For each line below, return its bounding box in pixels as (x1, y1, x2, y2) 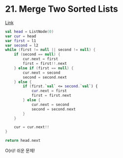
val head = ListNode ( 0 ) (5, 29, 54, 34)
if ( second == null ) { (14, 52, 61, 57)
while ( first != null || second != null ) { (5, 48, 96, 53)
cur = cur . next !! (14, 125, 50, 130)
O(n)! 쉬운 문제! (5, 148, 35, 154)
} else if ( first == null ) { (14, 65, 74, 71)
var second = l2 (5, 43, 38, 48)
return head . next (5, 138, 41, 143)
